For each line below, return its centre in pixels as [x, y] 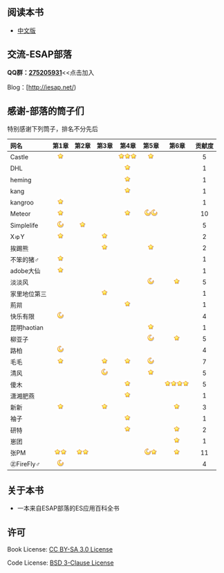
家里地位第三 [28, 294]
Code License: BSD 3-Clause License [60, 563]
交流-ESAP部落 [40, 54]
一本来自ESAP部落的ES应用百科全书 [68, 509]
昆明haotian [27, 328]
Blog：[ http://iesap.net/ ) [42, 87]
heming [21, 179]
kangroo [22, 202]
